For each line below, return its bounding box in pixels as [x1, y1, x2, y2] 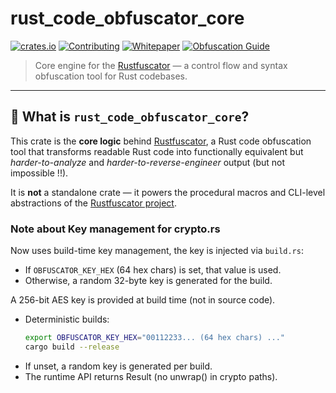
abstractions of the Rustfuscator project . [10, 197, 177, 209]
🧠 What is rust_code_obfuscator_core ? [10, 108, 250, 126]
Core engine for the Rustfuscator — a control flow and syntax [34, 59, 288, 71]
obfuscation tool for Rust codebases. [34, 70, 188, 82]
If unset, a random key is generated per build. [24, 360, 213, 372]
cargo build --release [24, 342, 120, 352]
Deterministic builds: [24, 313, 110, 326]
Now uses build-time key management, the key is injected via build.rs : [10, 245, 304, 257]
